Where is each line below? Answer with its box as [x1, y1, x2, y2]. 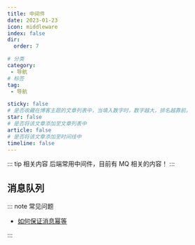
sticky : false [7, 101, 49, 108]
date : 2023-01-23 [7, 17, 58, 24]
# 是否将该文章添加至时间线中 [7, 133, 82, 140]
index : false [7, 29, 46, 37]
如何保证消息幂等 [17, 217, 67, 225]
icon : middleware [7, 23, 58, 30]
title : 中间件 [7, 10, 46, 17]
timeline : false [7, 139, 55, 147]
